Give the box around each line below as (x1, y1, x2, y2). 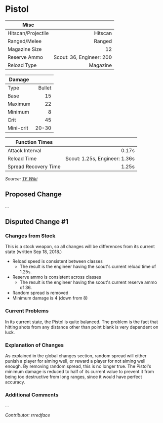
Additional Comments (5, 391, 59, 398)
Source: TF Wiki (5, 175, 38, 181)
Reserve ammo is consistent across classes (12, 274, 101, 280)
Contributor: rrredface (5, 412, 50, 418)
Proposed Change (5, 190, 62, 199)
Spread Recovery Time (7, 163, 61, 170)
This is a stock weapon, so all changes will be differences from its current (5, 244, 155, 250)
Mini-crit (7, 125, 29, 131)
